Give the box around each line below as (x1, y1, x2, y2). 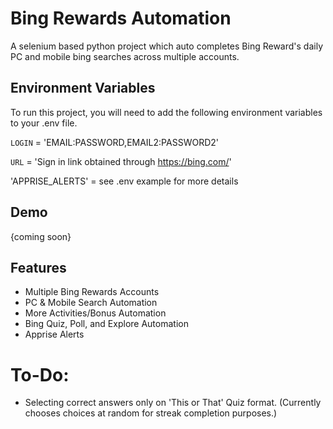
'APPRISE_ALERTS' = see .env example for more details (10, 175, 239, 187)
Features (10, 259, 67, 276)
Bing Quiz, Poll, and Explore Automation (24, 318, 189, 330)
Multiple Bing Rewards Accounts (24, 286, 160, 298)
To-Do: (10, 363, 70, 386)
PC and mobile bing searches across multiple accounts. (10, 50, 240, 62)
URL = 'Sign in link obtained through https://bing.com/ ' (10, 155, 232, 167)
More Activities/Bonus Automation (24, 307, 167, 319)
